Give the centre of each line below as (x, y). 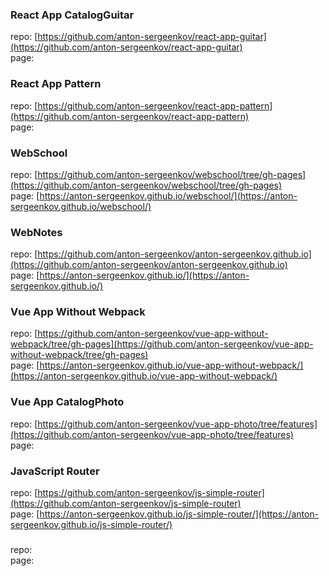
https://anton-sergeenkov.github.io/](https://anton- (144, 275)
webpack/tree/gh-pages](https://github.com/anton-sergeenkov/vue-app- (162, 344)
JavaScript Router (55, 471)
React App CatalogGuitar (72, 15)
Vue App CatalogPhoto (67, 402)
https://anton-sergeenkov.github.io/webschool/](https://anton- (168, 195)
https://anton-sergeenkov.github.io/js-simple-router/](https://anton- (179, 514)
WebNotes (36, 232)
